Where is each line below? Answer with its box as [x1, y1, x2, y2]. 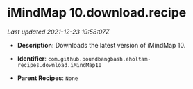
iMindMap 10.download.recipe [7, 5, 187, 21]
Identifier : [17, 54, 47, 63]
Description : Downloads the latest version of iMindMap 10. [17, 41, 186, 49]
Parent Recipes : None [17, 74, 78, 82]
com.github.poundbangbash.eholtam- [48, 55, 151, 63]
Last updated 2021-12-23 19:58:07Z [7, 28, 110, 36]
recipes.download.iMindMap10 [17, 61, 102, 68]
